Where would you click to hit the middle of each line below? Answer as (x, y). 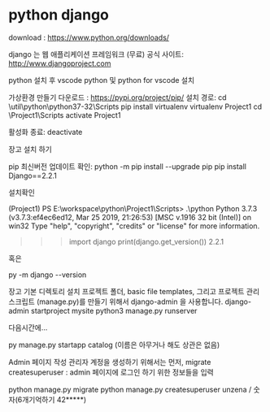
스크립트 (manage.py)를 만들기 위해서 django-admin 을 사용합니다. (116, 301)
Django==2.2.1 (33, 176)
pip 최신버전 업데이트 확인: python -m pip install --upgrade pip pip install (127, 166)
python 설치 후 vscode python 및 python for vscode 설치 (102, 80)
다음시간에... (28, 327)
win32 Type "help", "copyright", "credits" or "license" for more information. (134, 226)
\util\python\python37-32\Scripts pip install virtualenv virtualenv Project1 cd (135, 106)
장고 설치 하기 (30, 149)
